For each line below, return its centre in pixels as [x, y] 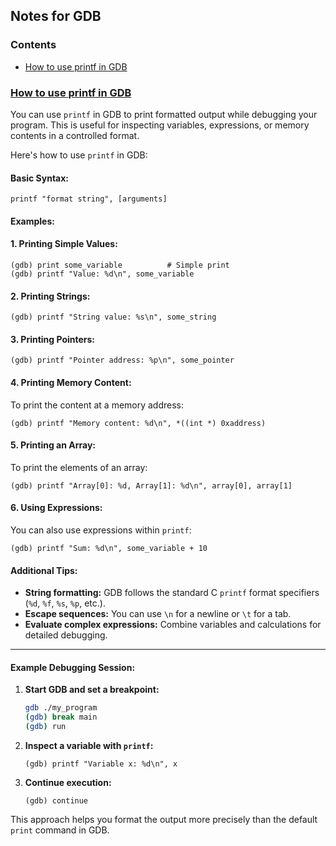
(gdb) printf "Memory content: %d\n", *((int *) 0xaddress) [138, 423]
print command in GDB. [60, 830]
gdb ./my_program [61, 708]
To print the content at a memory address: [97, 405]
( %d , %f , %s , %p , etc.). [65, 603]
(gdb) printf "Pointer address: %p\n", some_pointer [122, 360]
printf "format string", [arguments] [89, 199]
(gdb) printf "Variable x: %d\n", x [101, 764]
